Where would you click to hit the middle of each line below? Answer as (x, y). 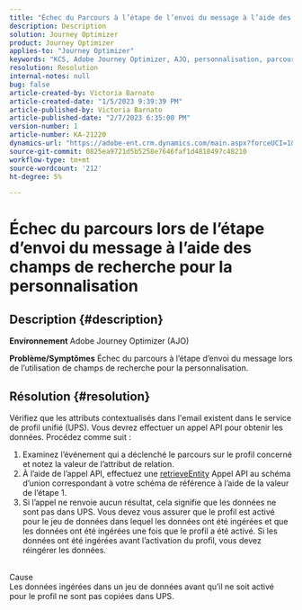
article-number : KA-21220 (58, 135)
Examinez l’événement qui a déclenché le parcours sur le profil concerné (157, 454)
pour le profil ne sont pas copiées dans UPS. (92, 597)
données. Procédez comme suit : (71, 437)
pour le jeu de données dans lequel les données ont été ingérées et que (155, 522)
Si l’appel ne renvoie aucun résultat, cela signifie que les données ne (149, 502)
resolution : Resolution (54, 68)
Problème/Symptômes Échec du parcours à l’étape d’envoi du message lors (151, 359)
